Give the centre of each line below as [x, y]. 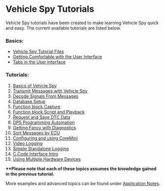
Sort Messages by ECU [36, 133]
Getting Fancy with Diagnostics [44, 127]
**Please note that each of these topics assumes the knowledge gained [81, 168]
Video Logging [28, 143]
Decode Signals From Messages [46, 96]
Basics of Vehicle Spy [35, 85]
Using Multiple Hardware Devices [47, 159]
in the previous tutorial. [30, 174]
